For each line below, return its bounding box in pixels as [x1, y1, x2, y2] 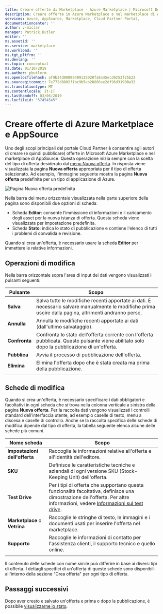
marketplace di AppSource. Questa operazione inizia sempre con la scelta [5, 155, 153, 161]
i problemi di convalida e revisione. [12, 230, 81, 236]
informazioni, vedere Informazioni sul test [49, 500, 144, 507]
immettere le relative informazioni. [5, 245, 73, 251]
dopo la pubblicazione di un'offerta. [36, 343, 117, 350]
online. [49, 546, 65, 553]
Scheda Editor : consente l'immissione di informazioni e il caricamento [12, 210, 152, 216]
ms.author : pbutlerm [5, 71, 47, 76]
